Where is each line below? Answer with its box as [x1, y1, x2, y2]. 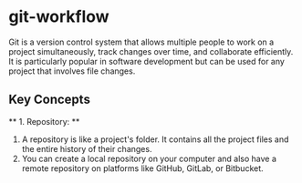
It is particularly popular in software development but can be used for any [8, 56, 285, 66]
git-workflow [8, 6, 110, 27]
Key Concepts [8, 92, 90, 107]
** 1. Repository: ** [8, 116, 80, 127]
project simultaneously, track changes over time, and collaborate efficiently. [8, 46, 294, 56]
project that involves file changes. [8, 66, 136, 76]
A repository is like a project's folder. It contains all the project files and [21, 134, 289, 145]
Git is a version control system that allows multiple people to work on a [8, 36, 275, 47]
